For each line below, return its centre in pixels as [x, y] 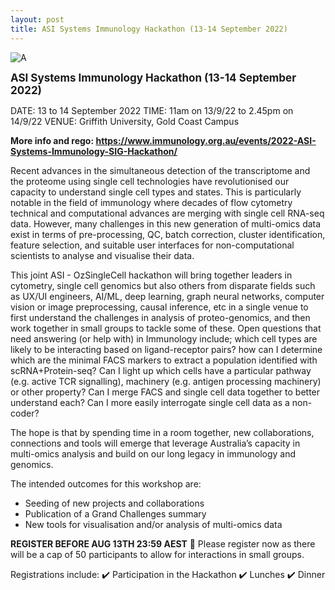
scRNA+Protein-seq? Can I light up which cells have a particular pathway [161, 370]
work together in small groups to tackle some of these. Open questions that [166, 328]
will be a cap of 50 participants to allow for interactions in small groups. [157, 554]
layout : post [37, 19]
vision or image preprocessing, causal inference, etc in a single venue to [159, 307]
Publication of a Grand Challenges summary [115, 513]
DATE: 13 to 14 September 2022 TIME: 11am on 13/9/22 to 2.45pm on [152, 110]
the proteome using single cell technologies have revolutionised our [150, 181]
